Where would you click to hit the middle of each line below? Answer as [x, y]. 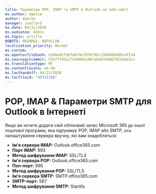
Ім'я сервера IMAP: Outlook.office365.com [56, 145]
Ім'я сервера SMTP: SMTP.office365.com [55, 176]
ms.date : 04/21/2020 [26, 28]
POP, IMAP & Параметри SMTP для [78, 101]
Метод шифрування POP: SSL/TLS [48, 171]
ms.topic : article [23, 37]
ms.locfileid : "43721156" [31, 77]
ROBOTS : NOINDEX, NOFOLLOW [32, 41]
